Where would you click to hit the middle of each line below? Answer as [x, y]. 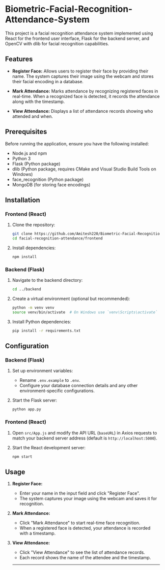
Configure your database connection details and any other [79, 386]
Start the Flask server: [35, 401]
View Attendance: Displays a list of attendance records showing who [82, 111]
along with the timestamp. [39, 101]
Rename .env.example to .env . [50, 380]
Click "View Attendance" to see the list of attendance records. [82, 552]
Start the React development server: [49, 447]
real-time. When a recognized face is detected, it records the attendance [86, 96]
